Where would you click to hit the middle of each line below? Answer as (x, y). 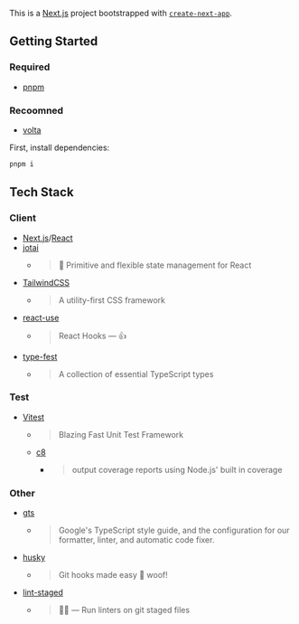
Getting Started (54, 41)
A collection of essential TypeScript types (136, 373)
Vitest (33, 417)
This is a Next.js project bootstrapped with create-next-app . (121, 13)
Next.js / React (48, 238)
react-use (41, 317)
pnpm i (22, 164)
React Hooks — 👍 (93, 336)
